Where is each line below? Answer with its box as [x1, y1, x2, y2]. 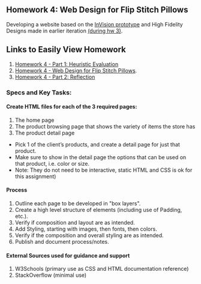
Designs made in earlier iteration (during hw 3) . [6, 27, 123, 34]
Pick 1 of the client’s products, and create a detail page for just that [14, 140, 180, 148]
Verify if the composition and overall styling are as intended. [14, 231, 164, 239]
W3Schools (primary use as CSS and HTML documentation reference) [14, 265, 189, 273]
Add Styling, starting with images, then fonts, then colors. [14, 225, 157, 232]
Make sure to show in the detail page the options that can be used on [14, 153, 187, 161]
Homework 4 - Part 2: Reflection [14, 73, 95, 80]
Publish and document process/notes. [14, 238, 109, 245]
